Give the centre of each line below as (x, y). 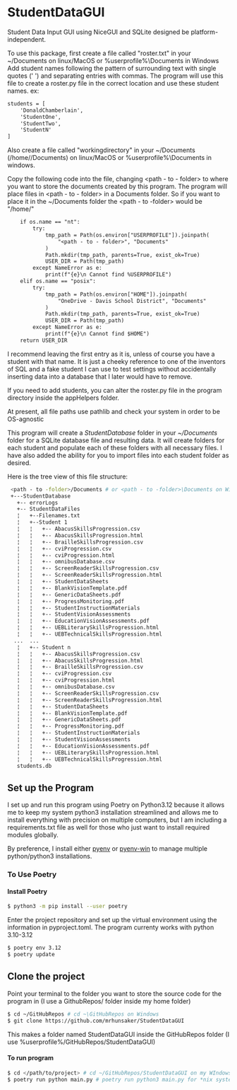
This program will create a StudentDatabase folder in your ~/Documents (112, 432)
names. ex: (23, 91)
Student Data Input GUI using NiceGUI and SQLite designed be (98, 32)
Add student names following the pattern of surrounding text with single (112, 68)
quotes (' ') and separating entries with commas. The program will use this (115, 76)
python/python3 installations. (50, 856)
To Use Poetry (32, 875)
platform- (205, 32)
